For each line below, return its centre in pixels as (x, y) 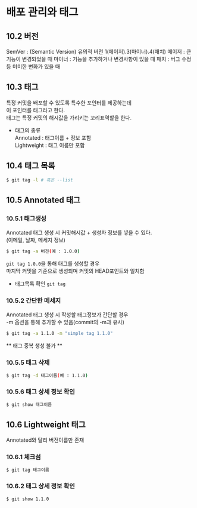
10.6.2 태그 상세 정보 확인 (41, 486)
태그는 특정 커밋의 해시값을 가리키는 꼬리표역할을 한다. (69, 118)
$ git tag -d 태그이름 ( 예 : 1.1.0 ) (47, 375)
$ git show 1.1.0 (28, 499)
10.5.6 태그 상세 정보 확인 (41, 392)
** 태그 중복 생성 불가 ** (34, 346)
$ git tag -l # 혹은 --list (40, 180)
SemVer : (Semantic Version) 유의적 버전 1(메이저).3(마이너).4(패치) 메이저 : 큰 (99, 52)
